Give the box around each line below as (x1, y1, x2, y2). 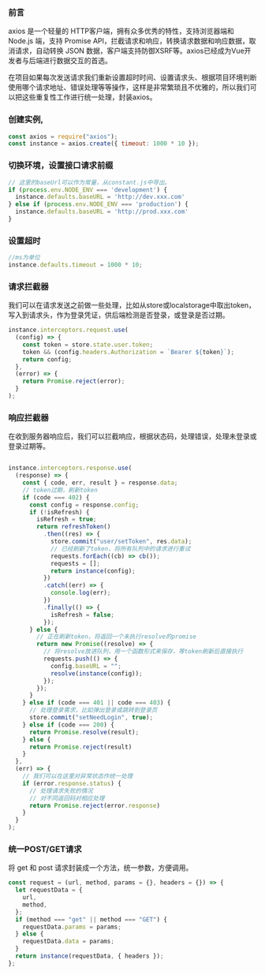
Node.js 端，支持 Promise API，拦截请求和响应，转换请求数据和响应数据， (8, 36, 250, 46)
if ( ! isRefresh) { (28, 508, 90, 516)
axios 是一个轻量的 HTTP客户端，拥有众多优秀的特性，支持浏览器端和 (8, 26, 234, 36)
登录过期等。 (8, 442, 50, 451)
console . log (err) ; (50, 589, 111, 597)
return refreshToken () (36, 523, 111, 531)
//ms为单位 (8, 254, 41, 262)
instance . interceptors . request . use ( (8, 326, 129, 334)
